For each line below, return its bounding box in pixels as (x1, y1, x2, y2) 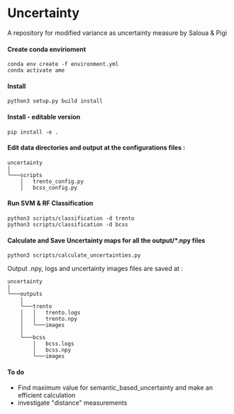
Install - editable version (7, 112, 81, 121)
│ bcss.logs (33, 340, 74, 348)
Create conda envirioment (7, 45, 87, 53)
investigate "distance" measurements (17, 398, 128, 407)
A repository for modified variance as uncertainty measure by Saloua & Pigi (7, 28, 228, 37)
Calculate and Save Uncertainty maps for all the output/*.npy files (7, 236, 206, 245)
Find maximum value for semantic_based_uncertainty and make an (17, 383, 213, 392)
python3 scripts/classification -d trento (7, 215, 135, 222)
